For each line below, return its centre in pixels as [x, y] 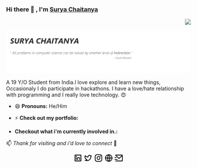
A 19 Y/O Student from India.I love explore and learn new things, [84, 82]
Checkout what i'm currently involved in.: [66, 132]
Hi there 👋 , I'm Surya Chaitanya [52, 9]
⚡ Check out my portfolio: [46, 118]
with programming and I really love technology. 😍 [66, 95]
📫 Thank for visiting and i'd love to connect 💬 [62, 143]
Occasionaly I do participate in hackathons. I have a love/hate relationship [95, 89]
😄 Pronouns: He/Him [41, 106]
